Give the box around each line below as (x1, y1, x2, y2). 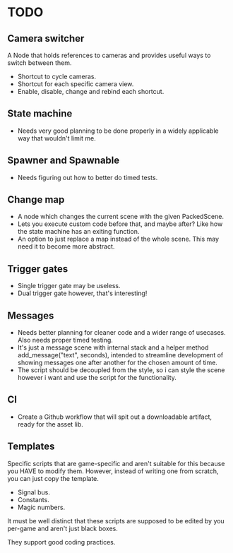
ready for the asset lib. (17, 420, 83, 428)
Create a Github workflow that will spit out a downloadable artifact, (17, 412, 213, 421)
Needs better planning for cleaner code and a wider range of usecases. (17, 328, 226, 337)
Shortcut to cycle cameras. (17, 72, 97, 81)
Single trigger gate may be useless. (17, 282, 121, 290)
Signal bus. (17, 488, 51, 496)
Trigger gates (7, 263, 68, 275)
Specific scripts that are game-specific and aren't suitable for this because (7, 459, 225, 468)
